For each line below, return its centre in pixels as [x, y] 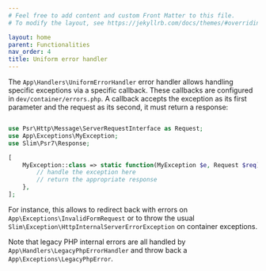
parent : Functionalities [49, 44]
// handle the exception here [86, 172]
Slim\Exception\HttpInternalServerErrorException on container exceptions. [133, 226]
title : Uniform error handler [58, 59]
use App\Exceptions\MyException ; [63, 135]
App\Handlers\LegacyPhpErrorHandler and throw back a [98, 250]
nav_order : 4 [30, 52]
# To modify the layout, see [56, 23]
